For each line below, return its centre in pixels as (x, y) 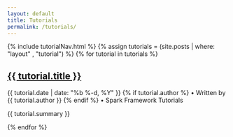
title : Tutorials (33, 20)
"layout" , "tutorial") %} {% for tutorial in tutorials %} (83, 54)
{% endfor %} (27, 127)
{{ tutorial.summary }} (38, 114)
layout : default (31, 14)
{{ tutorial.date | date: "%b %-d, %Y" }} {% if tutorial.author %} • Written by (116, 93)
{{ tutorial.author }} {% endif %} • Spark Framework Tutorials (95, 100)
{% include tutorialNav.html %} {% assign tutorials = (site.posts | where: (111, 47)
